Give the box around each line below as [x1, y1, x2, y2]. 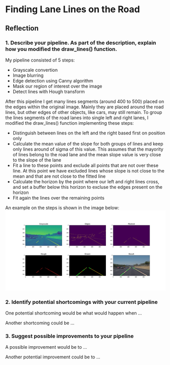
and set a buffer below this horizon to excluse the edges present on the [12, 184, 163, 190]
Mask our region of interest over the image [12, 83, 103, 89]
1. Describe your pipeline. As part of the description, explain [5, 39, 156, 46]
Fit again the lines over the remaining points [12, 194, 105, 201]
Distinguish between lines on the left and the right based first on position [12, 130, 165, 136]
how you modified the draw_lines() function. [5, 45, 118, 52]
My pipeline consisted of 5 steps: [5, 57, 75, 63]
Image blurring [12, 72, 44, 78]
